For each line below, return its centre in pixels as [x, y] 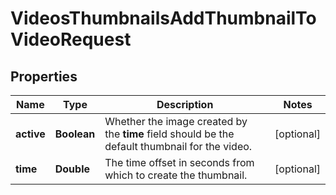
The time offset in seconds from [179, 162]
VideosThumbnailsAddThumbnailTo [163, 18]
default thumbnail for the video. [178, 146]
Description [185, 104]
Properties [44, 76]
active [30, 134]
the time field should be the [169, 134]
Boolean [75, 134]
